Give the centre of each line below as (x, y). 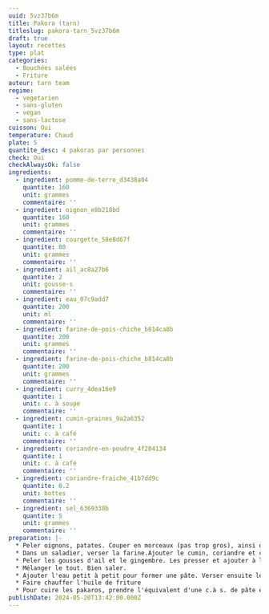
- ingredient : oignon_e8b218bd (68, 209)
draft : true (28, 38)
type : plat (26, 53)
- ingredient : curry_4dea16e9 (66, 389)
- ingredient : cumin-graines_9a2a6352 (80, 419)
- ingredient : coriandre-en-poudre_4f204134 (91, 449)
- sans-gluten (39, 105)
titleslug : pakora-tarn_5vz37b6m (64, 30)
